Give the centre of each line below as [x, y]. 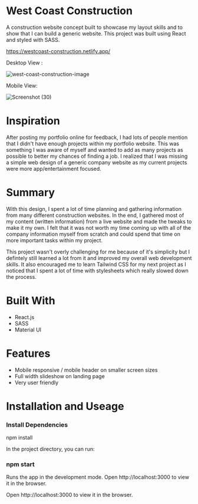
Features [28, 353]
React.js [24, 317]
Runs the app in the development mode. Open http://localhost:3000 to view [98, 477]
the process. [21, 277]
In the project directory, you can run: [50, 449]
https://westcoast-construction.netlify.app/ [58, 51]
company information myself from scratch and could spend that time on [93, 234]
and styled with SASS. [33, 40]
